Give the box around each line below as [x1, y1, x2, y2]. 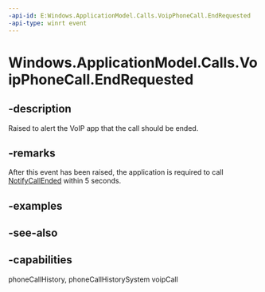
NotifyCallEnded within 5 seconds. [8, 176, 122, 186]
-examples [8, 199, 63, 212]
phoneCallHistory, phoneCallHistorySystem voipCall [8, 274, 179, 284]
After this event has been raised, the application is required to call [8, 168, 224, 177]
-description [8, 102, 72, 116]
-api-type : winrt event [8, 19, 88, 27]
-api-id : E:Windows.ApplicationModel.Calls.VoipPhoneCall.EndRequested [8, 11, 251, 20]
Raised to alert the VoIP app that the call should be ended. [8, 123, 199, 132]
